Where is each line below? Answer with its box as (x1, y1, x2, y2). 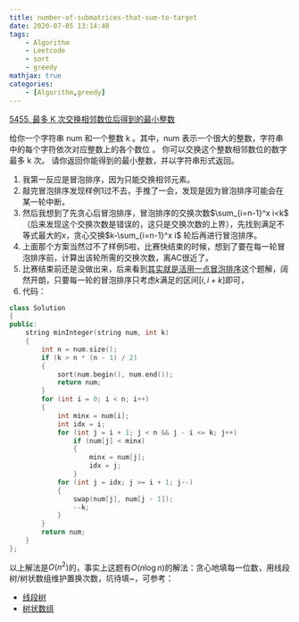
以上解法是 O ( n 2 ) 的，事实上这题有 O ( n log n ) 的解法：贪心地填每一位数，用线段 (9, 560, 290, 573)
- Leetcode (25, 46, 66, 55)
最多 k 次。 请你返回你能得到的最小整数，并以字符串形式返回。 (9, 155, 239, 165)
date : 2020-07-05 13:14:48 (9, 21, 110, 30)
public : (9, 320, 38, 329)
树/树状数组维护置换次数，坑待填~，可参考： (9, 573, 174, 584)
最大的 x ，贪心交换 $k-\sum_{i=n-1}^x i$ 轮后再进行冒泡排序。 (37, 230, 262, 240)
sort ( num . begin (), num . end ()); (56, 370, 174, 379)
